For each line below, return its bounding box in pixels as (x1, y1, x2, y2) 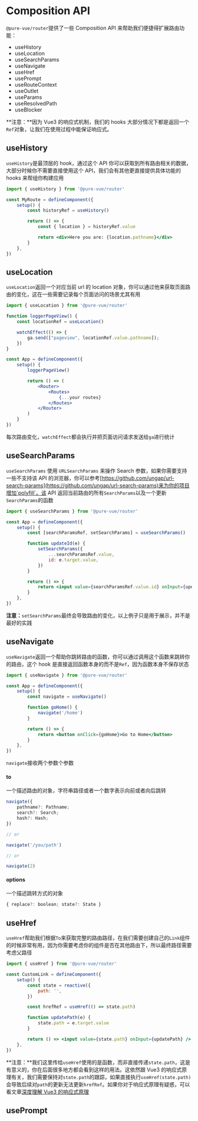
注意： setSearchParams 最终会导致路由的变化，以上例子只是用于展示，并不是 (6, 612, 190, 619)
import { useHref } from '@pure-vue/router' (6, 961, 117, 967)
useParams (14, 93, 42, 101)
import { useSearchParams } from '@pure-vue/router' (6, 508, 138, 514)
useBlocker (14, 106, 42, 113)
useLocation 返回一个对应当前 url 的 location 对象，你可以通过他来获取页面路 (6, 283, 191, 291)
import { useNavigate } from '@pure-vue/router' (6, 672, 128, 678)
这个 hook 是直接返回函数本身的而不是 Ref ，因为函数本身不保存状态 (26, 660, 190, 667)
